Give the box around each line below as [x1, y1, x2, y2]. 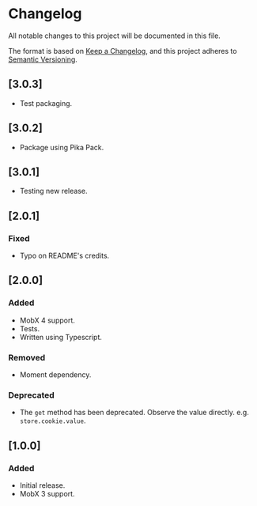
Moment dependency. [19, 370, 92, 379]
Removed [8, 352, 46, 363]
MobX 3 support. [19, 489, 75, 499]
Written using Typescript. [19, 332, 103, 342]
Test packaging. [19, 98, 73, 108]
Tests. [19, 323, 40, 333]
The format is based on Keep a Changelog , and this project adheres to [8, 46, 237, 55]
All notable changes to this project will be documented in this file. [8, 31, 221, 40]
